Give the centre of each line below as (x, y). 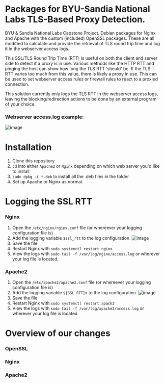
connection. (17, 84)
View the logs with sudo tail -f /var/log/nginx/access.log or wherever (86, 254)
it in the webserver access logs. (37, 49)
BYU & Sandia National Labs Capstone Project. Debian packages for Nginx (80, 33)
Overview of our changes (58, 333)
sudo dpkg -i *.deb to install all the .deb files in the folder (70, 177)
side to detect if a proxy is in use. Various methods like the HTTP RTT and (80, 63)
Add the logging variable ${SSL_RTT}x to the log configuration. (75, 292)
